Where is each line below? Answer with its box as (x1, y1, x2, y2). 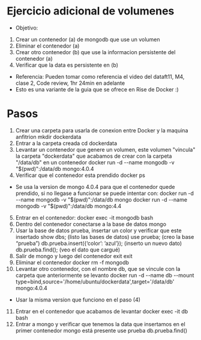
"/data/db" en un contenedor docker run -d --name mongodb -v (15, 158, 175, 166)
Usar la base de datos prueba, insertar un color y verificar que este (15, 227, 182, 234)
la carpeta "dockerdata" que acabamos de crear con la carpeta (15, 152, 172, 159)
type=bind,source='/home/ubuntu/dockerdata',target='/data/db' (15, 278, 175, 285)
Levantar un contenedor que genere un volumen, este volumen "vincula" (15, 146, 196, 153)
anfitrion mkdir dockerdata (15, 133, 82, 140)
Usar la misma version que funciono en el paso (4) (15, 296, 140, 303)
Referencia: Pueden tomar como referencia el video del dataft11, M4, (15, 73, 185, 80)
